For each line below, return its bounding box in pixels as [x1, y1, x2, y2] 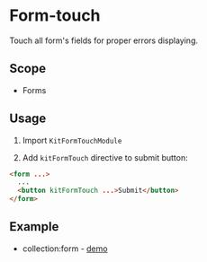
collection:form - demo [22, 243, 108, 254]
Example [9, 219, 59, 234]
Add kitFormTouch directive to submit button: [22, 152, 188, 162]
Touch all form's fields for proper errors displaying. [9, 35, 199, 46]
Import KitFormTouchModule [22, 135, 122, 145]
